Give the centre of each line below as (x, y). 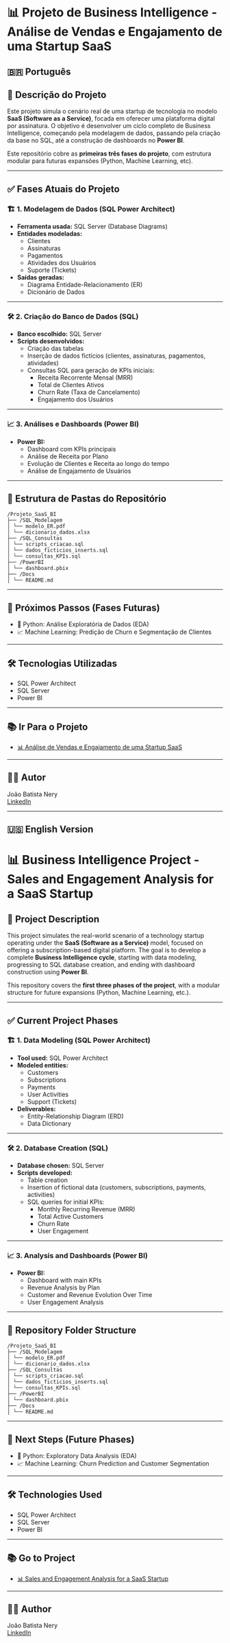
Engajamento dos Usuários (76, 399)
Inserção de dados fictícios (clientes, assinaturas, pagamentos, (116, 356)
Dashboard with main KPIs (64, 1281)
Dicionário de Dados (56, 292)
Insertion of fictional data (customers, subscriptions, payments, (117, 1187)
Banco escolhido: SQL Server (59, 334)
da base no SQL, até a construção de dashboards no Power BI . (96, 140)
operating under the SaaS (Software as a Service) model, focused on (105, 943)
